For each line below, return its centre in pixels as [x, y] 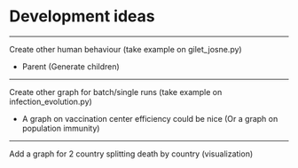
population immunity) [61, 128]
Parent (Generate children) [71, 66]
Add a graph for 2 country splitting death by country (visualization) [131, 154]
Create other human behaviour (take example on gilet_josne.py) [125, 49]
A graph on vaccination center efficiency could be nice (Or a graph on [150, 118]
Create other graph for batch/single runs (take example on [116, 92]
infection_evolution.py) [51, 101]
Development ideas [82, 16]
